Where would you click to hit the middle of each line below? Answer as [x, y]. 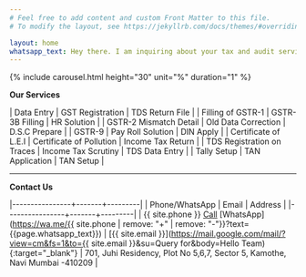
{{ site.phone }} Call [180, 214]
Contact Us [31, 187]
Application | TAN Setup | [57, 161]
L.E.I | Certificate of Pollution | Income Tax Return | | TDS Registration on [145, 141]
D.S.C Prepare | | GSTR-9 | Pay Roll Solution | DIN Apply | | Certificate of [145, 132]
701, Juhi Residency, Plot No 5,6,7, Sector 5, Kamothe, [186, 253]
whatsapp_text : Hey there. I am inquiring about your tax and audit [142, 51]
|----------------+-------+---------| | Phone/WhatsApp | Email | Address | [148, 205]
